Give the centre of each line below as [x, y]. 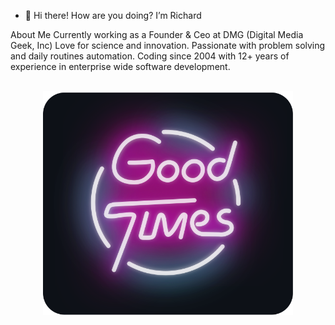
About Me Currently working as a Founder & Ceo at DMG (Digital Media [157, 34]
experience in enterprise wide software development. [120, 66]
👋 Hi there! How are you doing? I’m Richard [113, 15]
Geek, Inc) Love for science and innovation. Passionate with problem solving [168, 45]
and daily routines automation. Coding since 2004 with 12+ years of [150, 56]
